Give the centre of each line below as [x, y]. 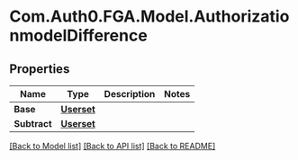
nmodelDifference [79, 36]
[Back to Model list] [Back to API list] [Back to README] [113, 146]
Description [130, 94]
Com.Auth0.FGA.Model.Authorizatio [149, 17]
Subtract [33, 124]
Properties [40, 69]
